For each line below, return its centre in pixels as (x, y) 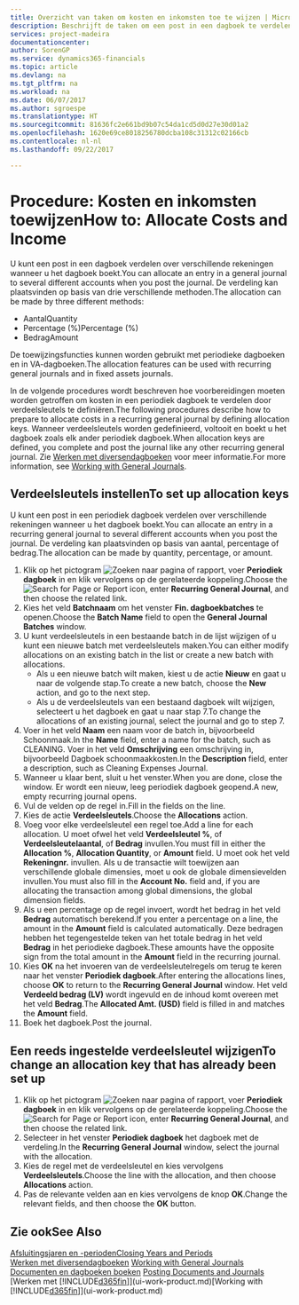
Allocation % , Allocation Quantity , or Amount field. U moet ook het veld (156, 853)
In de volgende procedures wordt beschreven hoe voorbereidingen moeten (148, 391)
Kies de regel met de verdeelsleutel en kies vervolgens (123, 1166)
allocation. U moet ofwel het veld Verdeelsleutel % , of (122, 834)
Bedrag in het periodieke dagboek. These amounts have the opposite (148, 947)
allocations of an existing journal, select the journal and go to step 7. (160, 721)
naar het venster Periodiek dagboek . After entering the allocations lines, (154, 976)
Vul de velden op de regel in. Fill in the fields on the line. (124, 806)
